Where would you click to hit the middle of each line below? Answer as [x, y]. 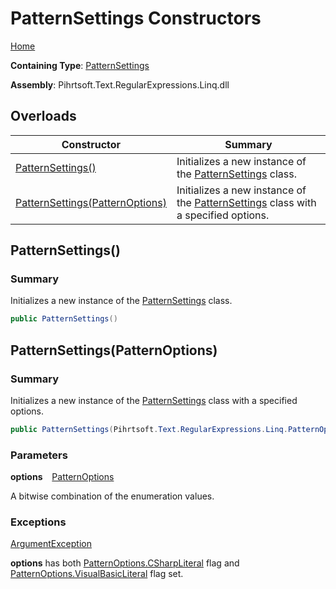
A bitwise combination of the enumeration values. [112, 496]
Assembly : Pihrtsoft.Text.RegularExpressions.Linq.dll [120, 84]
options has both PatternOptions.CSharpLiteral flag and [125, 563]
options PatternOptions [62, 477]
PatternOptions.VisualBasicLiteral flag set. [97, 574]
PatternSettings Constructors [136, 18]
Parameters [39, 455]
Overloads [43, 116]
